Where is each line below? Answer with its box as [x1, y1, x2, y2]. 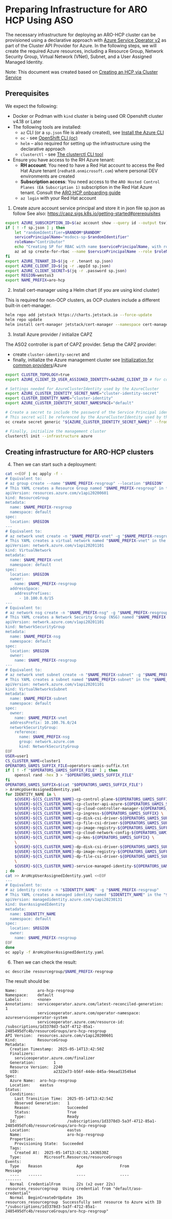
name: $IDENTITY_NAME [10, 911, 56, 916]
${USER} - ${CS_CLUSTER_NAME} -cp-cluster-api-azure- [14, 801, 125, 806]
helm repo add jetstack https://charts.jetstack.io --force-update [5, 312, 153, 317]
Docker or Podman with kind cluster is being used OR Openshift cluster [12, 113, 163, 119]
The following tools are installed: [12, 123, 82, 130]
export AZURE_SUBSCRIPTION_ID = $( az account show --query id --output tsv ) [5, 220, 168, 225]
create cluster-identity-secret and [12, 351, 90, 357]
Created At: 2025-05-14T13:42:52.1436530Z [14, 1150, 109, 1156]
